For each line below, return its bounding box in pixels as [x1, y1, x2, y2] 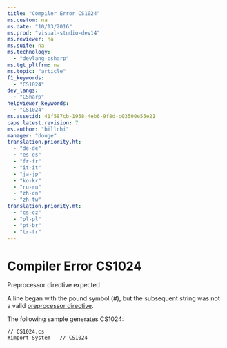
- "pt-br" [13, 222, 41, 229]
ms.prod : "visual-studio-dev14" [7, 29, 100, 37]
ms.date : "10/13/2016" [7, 23, 72, 30]
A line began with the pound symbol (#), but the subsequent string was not [7, 294, 221, 302]
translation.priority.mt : [7, 203, 81, 210]
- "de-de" [13, 145, 41, 152]
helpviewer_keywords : [7, 100, 70, 107]
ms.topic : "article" [7, 68, 67, 75]
